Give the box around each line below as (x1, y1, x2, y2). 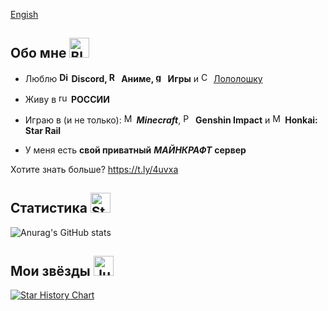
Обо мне (10, 45, 67, 62)
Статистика (10, 200, 88, 217)
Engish (10, 9, 39, 20)
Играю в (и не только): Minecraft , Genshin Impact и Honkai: (24, 114, 318, 126)
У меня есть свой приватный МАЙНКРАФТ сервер (24, 144, 247, 156)
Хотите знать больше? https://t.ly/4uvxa (10, 163, 179, 175)
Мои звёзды (10, 263, 91, 280)
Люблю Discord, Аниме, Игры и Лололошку (24, 72, 263, 84)
